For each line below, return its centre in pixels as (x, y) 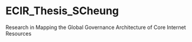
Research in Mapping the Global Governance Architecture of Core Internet (96, 27)
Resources (19, 33)
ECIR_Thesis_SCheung (62, 11)
